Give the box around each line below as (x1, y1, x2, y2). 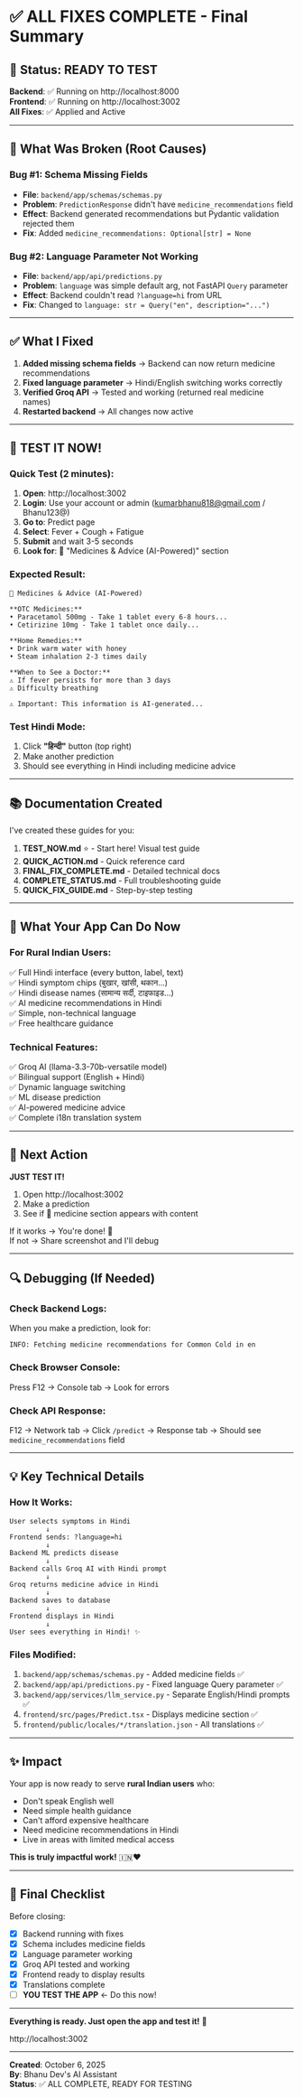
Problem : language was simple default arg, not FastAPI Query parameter (22, 280, 289, 291)
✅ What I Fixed (9, 334, 94, 350)
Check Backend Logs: (9, 1302, 107, 1315)
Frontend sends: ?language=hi (9, 1533, 124, 1542)
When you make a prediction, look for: (9, 1323, 151, 1334)
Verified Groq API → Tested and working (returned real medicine (22, 387, 264, 397)
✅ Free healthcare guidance (9, 1018, 115, 1029)
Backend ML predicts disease (9, 1548, 119, 1557)
